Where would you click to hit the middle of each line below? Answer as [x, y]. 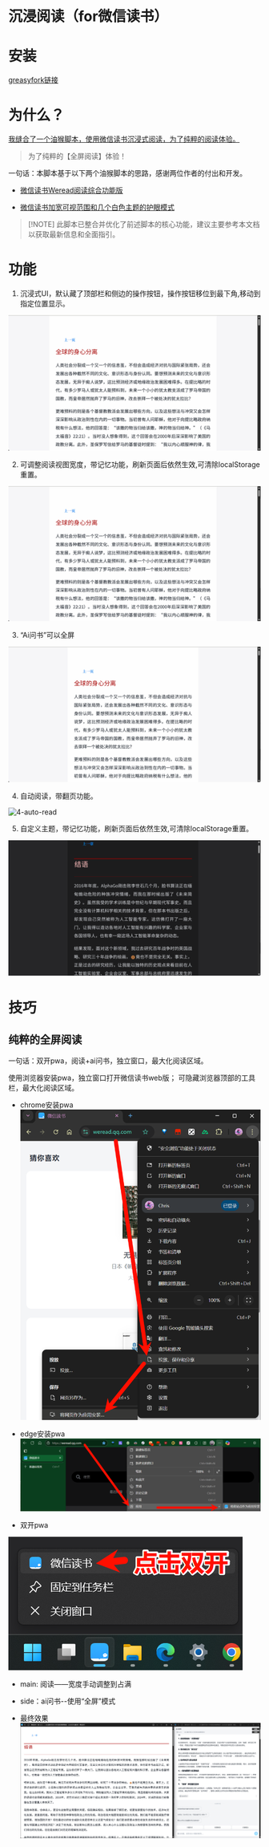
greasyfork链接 [33, 80]
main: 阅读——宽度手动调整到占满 [76, 1684]
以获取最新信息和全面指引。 [74, 234]
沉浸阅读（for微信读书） [88, 16]
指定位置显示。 [44, 303]
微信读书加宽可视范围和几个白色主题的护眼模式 [97, 207]
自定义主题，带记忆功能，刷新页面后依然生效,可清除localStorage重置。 [137, 829]
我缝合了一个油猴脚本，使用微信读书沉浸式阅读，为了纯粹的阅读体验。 [124, 139]
